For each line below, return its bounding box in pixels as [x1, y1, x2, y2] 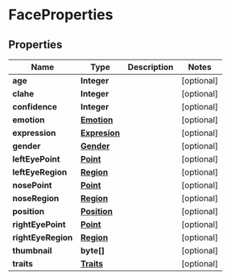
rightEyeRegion [12, 232, 73, 243]
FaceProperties [8, 6, 113, 24]
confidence [12, 101, 58, 112]
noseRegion [12, 193, 60, 204]
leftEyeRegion [12, 167, 68, 178]
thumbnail [12, 245, 52, 256]
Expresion [80, 127, 121, 138]
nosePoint [12, 179, 52, 191]
